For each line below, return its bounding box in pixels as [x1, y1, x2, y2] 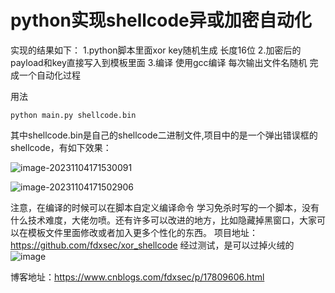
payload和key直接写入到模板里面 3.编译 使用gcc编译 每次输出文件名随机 [10, 56, 308, 68]
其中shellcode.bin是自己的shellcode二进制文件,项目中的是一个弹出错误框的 [10, 129, 318, 141]
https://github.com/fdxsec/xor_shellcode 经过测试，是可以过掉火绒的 [10, 239, 295, 251]
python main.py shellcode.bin [10, 110, 137, 120]
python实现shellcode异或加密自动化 [10, 9, 312, 32]
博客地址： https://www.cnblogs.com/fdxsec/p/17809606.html [10, 271, 265, 283]
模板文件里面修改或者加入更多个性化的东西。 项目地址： [27, 226, 258, 238]
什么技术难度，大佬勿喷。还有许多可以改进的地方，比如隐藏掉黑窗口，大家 [10, 214, 317, 226]
